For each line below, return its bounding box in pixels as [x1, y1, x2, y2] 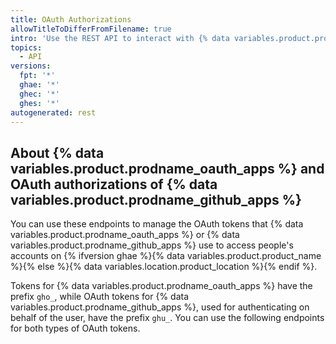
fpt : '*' [19, 71, 56, 81]
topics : [10, 42, 43, 53]
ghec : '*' [19, 89, 60, 99]
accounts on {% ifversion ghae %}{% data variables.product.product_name [10, 250, 322, 262]
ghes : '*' [19, 98, 60, 108]
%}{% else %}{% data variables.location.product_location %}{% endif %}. [10, 261, 318, 273]
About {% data [10, 144, 105, 161]
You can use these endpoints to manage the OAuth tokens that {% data [10, 218, 304, 230]
